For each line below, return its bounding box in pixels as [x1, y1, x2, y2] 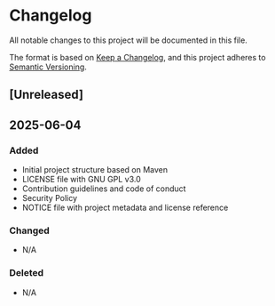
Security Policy [21, 193, 78, 204]
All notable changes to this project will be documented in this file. [9, 35, 248, 45]
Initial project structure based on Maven [21, 165, 169, 175]
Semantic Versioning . [9, 61, 87, 72]
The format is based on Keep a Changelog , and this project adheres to [9, 52, 266, 62]
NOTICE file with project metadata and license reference [21, 202, 229, 213]
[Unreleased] [9, 87, 84, 102]
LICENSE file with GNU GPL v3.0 [21, 174, 142, 185]
